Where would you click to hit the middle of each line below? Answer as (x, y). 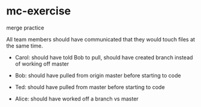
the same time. (25, 46)
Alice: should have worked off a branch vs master (77, 99)
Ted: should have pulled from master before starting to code (90, 87)
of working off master (42, 64)
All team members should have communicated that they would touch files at (101, 39)
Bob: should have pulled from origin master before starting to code (98, 75)
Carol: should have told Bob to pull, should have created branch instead (104, 57)
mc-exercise (39, 11)
